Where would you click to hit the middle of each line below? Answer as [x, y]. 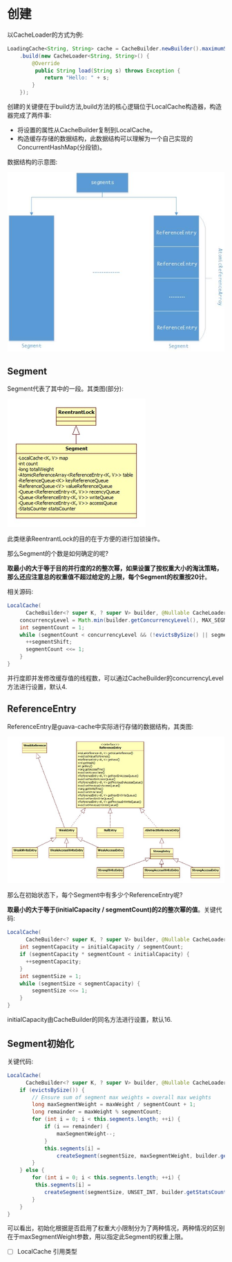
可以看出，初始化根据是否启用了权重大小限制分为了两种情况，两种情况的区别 [116, 1228]
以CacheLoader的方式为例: [46, 35]
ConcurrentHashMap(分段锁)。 [61, 147]
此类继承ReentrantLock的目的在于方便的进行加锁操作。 [85, 539]
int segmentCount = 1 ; [52, 627]
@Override [46, 63]
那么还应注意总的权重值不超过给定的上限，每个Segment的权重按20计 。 [109, 577]
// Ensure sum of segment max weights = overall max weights [122, 1097]
